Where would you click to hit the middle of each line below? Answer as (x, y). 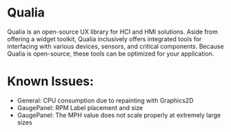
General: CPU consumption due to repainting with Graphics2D (106, 100)
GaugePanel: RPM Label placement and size (80, 107)
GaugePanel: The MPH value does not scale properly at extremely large (119, 115)
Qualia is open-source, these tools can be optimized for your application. (111, 54)
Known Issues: (51, 81)
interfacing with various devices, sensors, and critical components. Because (115, 46)
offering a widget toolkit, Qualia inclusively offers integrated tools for (104, 38)
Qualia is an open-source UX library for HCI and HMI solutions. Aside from (113, 32)
